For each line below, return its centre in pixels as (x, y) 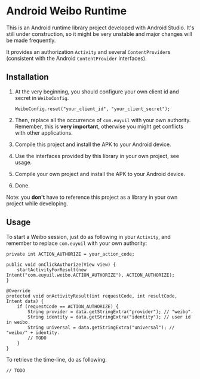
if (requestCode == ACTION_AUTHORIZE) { (68, 307)
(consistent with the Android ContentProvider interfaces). (77, 58)
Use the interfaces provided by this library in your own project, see (97, 156)
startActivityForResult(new (52, 270)
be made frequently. (31, 40)
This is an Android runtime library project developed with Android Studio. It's (100, 28)
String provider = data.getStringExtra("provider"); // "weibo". (111, 312)
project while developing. (37, 203)
